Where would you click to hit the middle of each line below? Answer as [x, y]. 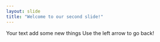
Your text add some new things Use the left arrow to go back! [80, 33]
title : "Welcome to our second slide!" [55, 17]
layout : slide [23, 11]
